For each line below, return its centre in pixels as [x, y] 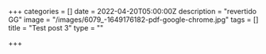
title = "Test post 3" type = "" [56, 28]
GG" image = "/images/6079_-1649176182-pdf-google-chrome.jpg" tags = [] [133, 20]
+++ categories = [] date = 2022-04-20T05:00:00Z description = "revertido [132, 11]
